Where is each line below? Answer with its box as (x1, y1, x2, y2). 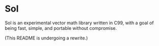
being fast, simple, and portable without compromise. (5, 25, 117, 31)
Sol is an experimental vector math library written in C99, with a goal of (5, 20, 154, 26)
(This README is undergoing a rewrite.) (5, 35, 88, 41)
